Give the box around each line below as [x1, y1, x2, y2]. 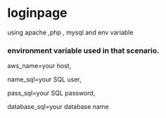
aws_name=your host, [7, 62, 72, 70]
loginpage [7, 5, 68, 21]
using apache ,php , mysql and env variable [7, 28, 134, 37]
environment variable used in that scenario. [7, 46, 160, 55]
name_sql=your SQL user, [7, 75, 82, 84]
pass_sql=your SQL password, [7, 89, 96, 98]
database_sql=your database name [7, 103, 109, 111]
